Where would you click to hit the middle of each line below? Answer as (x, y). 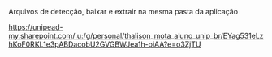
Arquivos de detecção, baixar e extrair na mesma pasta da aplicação (123, 12)
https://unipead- (36, 27)
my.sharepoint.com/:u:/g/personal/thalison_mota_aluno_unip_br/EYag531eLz (136, 36)
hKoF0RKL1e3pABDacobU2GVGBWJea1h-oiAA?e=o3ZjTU (105, 44)
